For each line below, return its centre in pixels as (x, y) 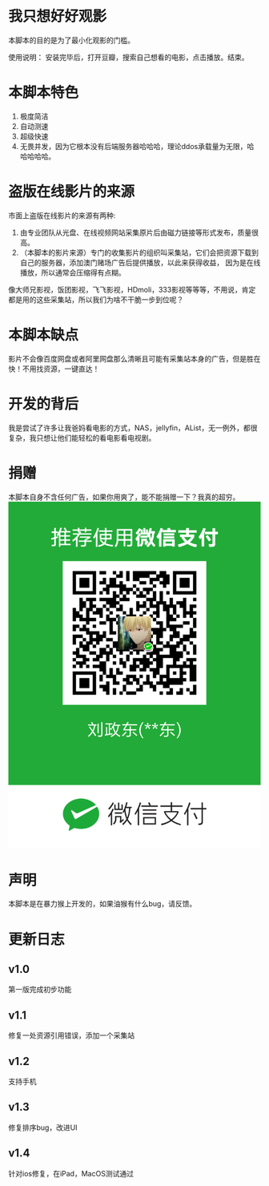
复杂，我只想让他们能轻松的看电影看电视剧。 (82, 438)
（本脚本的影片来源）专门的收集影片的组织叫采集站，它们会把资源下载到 (139, 252)
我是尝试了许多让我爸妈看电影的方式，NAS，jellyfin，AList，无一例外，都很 (133, 428)
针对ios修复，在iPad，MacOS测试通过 (71, 1173)
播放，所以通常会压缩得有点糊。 (72, 272)
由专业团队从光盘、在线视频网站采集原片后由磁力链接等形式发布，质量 (136, 232)
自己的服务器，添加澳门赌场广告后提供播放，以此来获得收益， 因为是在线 (140, 262)
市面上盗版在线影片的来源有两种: (62, 215)
